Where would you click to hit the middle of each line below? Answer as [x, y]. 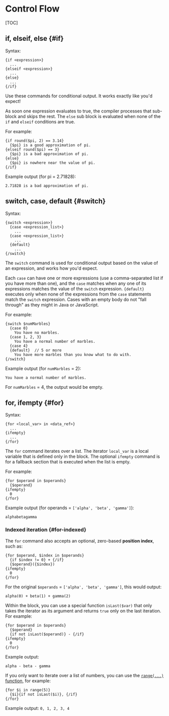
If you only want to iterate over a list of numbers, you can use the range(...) [84, 675]
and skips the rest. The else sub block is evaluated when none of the [89, 116]
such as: [14, 546]
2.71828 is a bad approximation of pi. [47, 186]
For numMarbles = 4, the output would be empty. [54, 387]
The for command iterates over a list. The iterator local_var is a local [77, 451]
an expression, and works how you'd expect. [52, 268]
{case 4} [19, 346]
